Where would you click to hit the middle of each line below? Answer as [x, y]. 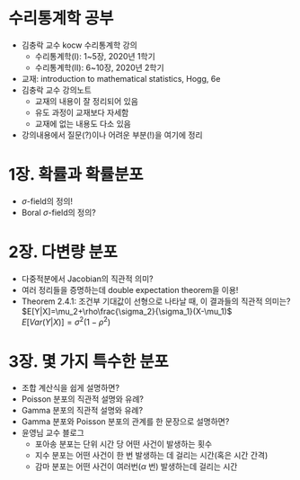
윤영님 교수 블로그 [53, 433]
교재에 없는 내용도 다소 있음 [83, 123]
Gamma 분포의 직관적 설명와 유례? [82, 411]
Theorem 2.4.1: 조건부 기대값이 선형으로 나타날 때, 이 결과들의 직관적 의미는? [156, 301]
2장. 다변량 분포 [63, 252]
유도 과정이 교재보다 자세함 [82, 112]
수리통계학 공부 [61, 18]
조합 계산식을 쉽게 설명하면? [71, 388]
